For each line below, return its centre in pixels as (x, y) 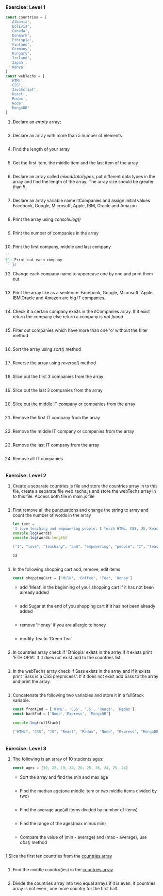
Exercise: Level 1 (25, 7)
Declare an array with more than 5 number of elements (67, 135)
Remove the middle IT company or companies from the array (73, 431)
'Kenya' (18, 67)
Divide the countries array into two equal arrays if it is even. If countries (84, 883)
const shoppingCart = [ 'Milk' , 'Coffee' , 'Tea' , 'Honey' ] (72, 578)
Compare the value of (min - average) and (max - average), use (83, 837)
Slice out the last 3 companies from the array (57, 390)
